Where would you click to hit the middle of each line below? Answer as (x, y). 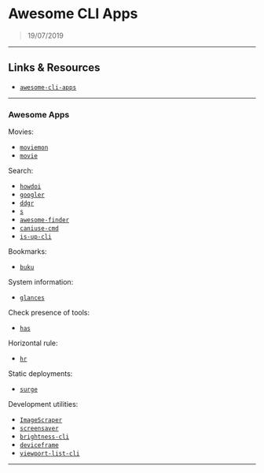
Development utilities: (43, 404)
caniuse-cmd (39, 229)
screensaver (39, 429)
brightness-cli (44, 437)
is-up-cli (36, 237)
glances (32, 298)
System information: (41, 282)
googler (32, 195)
